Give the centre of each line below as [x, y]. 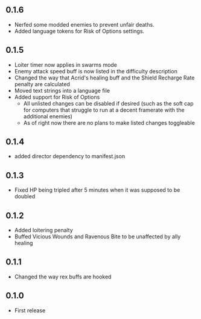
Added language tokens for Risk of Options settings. [79, 31]
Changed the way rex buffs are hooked [63, 277]
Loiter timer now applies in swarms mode [65, 65]
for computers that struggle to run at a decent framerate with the [104, 110]
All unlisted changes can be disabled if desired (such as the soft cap [108, 103]
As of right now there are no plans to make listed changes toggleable [109, 123]
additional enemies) [48, 116]
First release [30, 310]
